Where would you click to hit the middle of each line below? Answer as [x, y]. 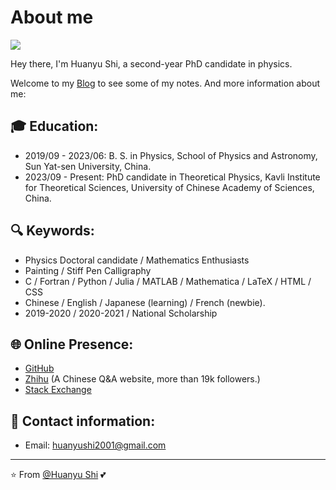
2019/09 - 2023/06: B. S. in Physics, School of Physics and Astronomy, [171, 155]
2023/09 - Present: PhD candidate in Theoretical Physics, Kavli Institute [172, 177]
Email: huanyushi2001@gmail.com [95, 445]
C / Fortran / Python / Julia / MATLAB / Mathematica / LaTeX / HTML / [168, 281]
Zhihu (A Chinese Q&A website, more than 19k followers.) [142, 379]
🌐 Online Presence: [72, 344]
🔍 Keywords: [52, 231]
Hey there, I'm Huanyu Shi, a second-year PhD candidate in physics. [151, 63]
